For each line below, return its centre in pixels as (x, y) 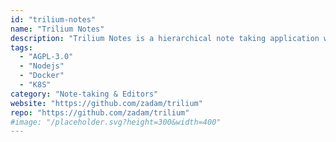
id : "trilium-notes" (53, 19)
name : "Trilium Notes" (57, 29)
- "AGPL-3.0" (46, 57)
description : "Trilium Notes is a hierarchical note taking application (165, 38)
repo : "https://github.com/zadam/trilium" (100, 112)
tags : (21, 47)
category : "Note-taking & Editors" (84, 94)
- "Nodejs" (42, 66)
